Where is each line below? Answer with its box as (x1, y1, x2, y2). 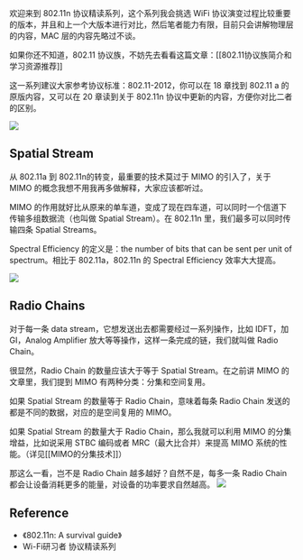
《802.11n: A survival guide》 (22, 530, 123, 541)
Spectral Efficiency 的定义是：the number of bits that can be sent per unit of (9, 243, 293, 254)
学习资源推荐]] (9, 61, 63, 71)
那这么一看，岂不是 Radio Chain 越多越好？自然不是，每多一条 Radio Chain (9, 467, 288, 478)
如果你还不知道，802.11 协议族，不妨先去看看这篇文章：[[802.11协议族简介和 (9, 50, 292, 60)
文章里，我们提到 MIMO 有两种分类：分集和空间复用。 (9, 376, 210, 387)
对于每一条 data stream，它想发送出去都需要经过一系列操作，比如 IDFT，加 (9, 323, 289, 334)
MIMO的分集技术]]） (50, 448, 127, 459)
